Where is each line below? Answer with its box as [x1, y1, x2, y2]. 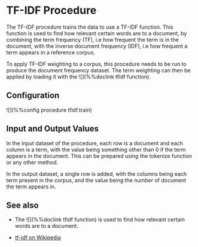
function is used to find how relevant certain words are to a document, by [6, 29, 187, 36]
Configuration [6, 90, 60, 100]
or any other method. [6, 158, 59, 166]
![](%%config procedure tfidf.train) [6, 106, 93, 114]
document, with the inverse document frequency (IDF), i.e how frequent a [6, 42, 188, 50]
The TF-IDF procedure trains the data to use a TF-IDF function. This [6, 23, 173, 31]
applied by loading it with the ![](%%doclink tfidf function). [6, 73, 151, 80]
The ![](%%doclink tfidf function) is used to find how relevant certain [14, 216, 185, 223]
